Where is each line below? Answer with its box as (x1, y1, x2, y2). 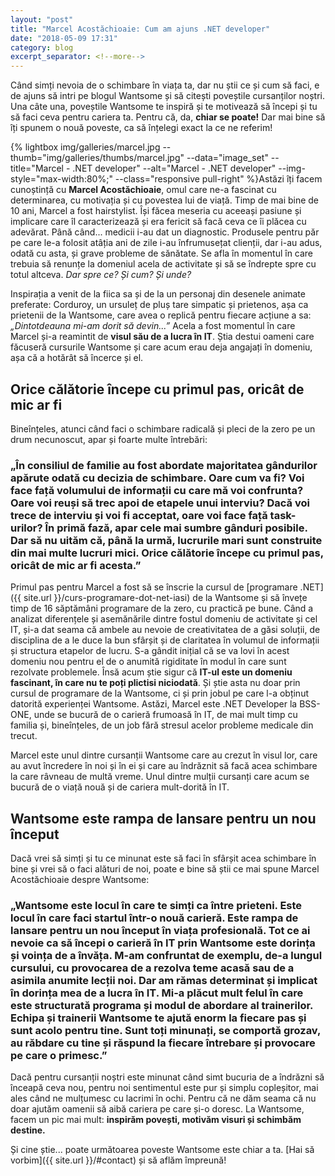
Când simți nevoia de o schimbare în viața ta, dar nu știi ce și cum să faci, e (10, 79, 320, 91)
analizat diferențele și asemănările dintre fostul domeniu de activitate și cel (10, 613, 318, 625)
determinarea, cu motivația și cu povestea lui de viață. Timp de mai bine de (10, 194, 320, 206)
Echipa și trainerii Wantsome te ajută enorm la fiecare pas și (10, 1011, 307, 1025)
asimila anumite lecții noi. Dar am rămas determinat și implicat (10, 973, 318, 987)
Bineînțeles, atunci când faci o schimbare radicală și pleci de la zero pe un (10, 422, 316, 435)
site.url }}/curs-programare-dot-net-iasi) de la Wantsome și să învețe (23, 592, 308, 604)
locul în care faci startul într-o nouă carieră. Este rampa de (10, 911, 299, 925)
